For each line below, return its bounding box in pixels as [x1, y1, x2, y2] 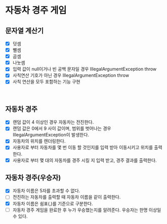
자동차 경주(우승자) [5, 173, 61, 182]
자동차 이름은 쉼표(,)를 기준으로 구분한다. [12, 200, 93, 206]
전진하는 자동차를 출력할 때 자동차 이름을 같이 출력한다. [12, 194, 121, 200]
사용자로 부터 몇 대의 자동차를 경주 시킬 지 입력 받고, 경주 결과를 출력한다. [12, 157, 157, 163]
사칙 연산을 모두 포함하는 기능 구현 [12, 79, 80, 85]
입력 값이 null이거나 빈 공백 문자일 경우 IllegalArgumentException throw [12, 66, 157, 72]
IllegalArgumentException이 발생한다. [12, 132, 90, 138]
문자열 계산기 [5, 26, 44, 35]
